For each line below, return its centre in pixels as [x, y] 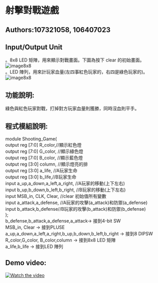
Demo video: [26, 263]
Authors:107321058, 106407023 [58, 29]
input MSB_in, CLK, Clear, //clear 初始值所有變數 [56, 196]
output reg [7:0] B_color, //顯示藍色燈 [44, 158]
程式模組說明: [27, 126]
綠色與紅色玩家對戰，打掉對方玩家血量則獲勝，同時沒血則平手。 [72, 109]
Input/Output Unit [34, 47]
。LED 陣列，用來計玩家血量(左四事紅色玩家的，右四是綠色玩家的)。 [76, 72]
